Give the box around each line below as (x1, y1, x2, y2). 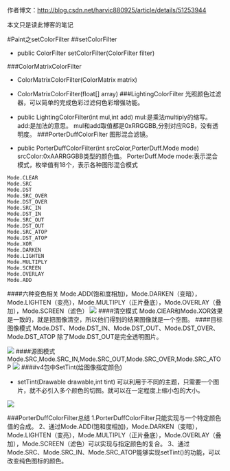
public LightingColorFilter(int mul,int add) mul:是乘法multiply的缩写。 (16, 113, 211, 121)
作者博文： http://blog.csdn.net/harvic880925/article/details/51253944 (7, 6, 207, 14)
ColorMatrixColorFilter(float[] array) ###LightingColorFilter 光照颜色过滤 (16, 90, 222, 98)
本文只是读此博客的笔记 (7, 21, 73, 29)
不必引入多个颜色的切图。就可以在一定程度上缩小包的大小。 (35, 386, 204, 394)
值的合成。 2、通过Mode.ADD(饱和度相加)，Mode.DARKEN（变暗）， (7, 422, 201, 430)
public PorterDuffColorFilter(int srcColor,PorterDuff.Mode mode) (16, 144, 199, 152)
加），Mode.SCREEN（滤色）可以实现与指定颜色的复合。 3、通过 (7, 439, 190, 448)
